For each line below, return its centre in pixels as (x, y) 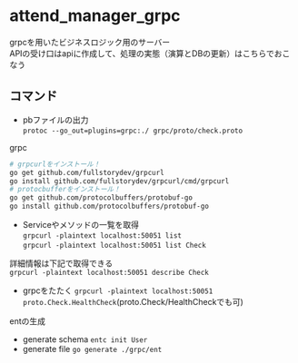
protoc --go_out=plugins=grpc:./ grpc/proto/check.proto (133, 131)
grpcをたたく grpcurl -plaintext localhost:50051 (118, 290)
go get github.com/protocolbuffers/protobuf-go (101, 198)
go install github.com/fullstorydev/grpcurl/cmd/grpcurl (119, 181)
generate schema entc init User (85, 339)
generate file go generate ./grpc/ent (92, 349)
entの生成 (28, 321)
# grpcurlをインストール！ (55, 164)
